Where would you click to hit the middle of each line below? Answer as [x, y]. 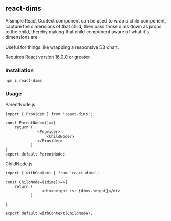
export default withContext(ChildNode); [49, 214]
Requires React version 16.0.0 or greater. [48, 57]
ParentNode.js [20, 105]
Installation [20, 70]
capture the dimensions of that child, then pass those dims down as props [83, 26]
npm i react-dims [24, 81]
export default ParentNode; [35, 154]
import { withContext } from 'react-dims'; [52, 173]
